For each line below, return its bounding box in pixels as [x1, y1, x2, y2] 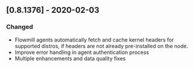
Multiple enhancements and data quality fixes [14, 55, 126, 62]
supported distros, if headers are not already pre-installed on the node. [14, 42, 188, 49]
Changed [6, 23, 34, 31]
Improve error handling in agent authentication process [14, 49, 150, 56]
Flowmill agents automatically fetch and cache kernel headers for [14, 36, 174, 43]
